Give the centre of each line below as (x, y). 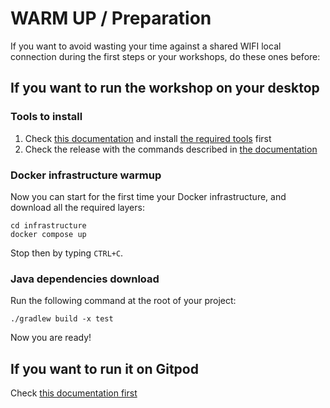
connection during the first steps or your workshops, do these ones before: (165, 56)
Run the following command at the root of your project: (123, 301)
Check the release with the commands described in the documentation (171, 149)
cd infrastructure (48, 225)
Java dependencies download (85, 279)
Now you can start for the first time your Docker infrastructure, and (148, 196)
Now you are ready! (51, 338)
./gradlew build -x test (62, 319)
